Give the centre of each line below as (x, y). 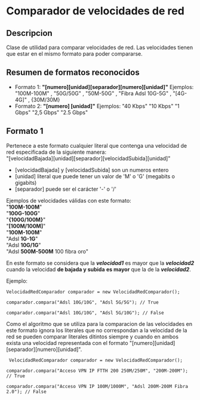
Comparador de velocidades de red (96, 11)
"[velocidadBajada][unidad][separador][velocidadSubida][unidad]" (88, 158)
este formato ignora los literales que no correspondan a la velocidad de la (97, 330)
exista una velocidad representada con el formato (67, 343)
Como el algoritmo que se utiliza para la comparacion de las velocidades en (99, 323)
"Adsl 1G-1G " (22, 239)
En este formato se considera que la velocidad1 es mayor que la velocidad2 (100, 263)
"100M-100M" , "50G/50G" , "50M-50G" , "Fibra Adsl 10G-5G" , (93, 93)
